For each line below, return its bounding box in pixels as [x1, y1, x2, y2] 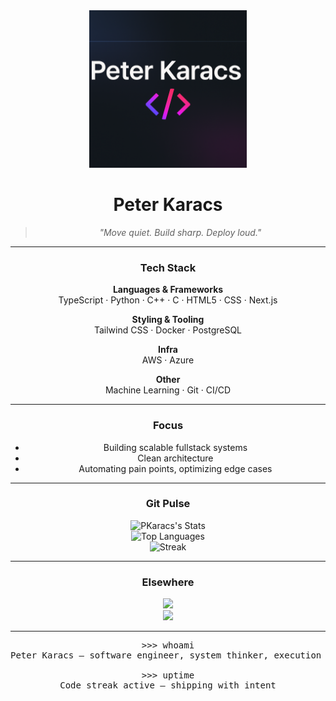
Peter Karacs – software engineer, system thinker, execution [10, 650, 322, 661]
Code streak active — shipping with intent [59, 680, 277, 691]
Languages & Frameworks [112, 284, 224, 296]
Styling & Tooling [131, 314, 205, 326]
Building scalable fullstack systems [103, 441, 248, 453]
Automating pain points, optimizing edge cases [78, 462, 273, 474]
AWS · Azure [141, 354, 195, 366]
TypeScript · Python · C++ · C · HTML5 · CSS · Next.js [58, 294, 278, 306]
